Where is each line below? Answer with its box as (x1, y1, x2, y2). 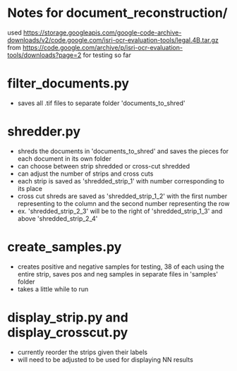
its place (17, 184, 42, 193)
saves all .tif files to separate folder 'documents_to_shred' (17, 99, 186, 107)
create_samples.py (7, 239, 122, 255)
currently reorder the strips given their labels (17, 348, 148, 356)
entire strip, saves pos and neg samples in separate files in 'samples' (17, 269, 219, 278)
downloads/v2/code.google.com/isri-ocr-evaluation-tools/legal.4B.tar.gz (7, 35, 219, 44)
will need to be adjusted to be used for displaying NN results (17, 355, 194, 364)
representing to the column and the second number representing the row (17, 199, 230, 207)
